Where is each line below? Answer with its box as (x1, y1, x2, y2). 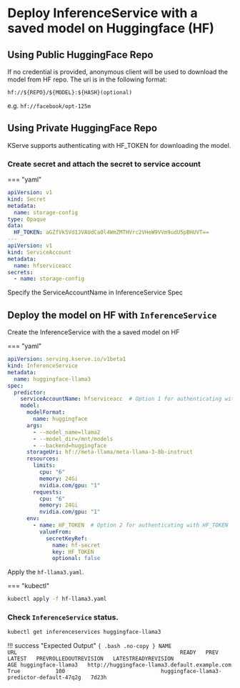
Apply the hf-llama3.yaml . (7, 568, 84, 577)
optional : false (52, 555, 101, 562)
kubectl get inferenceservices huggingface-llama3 (7, 629, 161, 636)
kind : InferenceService (7, 362, 79, 369)
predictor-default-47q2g (7, 674, 81, 682)
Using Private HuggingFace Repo (7, 122, 158, 134)
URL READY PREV (7, 649, 219, 657)
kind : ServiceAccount (7, 249, 72, 256)
